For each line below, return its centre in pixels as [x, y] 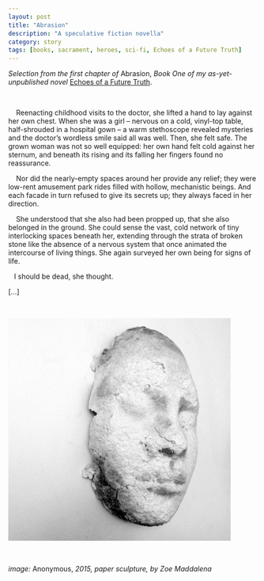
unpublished [28, 82]
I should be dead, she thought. [64, 276]
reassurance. [30, 163]
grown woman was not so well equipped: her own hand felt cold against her [132, 146]
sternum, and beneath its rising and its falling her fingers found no [116, 155]
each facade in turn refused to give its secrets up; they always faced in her [130, 196]
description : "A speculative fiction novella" [86, 33]
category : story [35, 42]
